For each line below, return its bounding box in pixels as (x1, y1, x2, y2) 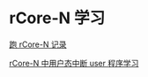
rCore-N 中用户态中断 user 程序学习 (9, 58, 139, 68)
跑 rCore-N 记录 (9, 39, 67, 50)
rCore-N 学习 (9, 8, 106, 28)
